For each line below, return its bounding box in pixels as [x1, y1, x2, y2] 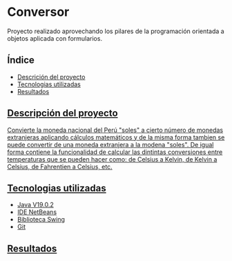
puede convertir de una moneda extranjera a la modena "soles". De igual [7, 140, 214, 148]
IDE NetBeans [17, 208, 57, 216]
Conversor [7, 4, 70, 20]
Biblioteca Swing [17, 215, 66, 224]
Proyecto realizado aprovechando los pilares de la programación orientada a [7, 27, 224, 35]
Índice [7, 55, 35, 66]
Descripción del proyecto [7, 108, 119, 119]
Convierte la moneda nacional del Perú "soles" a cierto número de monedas [7, 126, 224, 134]
